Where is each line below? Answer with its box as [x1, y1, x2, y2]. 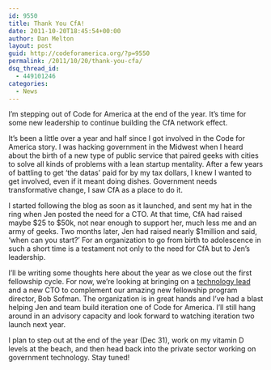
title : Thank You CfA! [8, 19, 85, 28]
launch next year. [8, 320, 66, 330]
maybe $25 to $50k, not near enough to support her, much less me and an [8, 218, 257, 228]
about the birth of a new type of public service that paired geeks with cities [8, 151, 259, 160]
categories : [8, 79, 49, 87]
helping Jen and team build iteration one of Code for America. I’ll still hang [8, 303, 256, 313]
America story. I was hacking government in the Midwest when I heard [8, 142, 243, 152]
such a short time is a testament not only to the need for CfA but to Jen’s [8, 244, 251, 253]
